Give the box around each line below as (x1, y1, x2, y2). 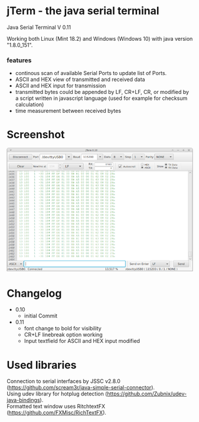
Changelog (6, 287, 62, 300)
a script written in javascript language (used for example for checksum (15, 95, 188, 102)
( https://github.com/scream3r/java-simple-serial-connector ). (6, 384, 155, 391)
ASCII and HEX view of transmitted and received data (15, 76, 145, 83)
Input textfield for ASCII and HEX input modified (24, 337, 141, 345)
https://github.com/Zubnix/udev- (106, 390, 187, 397)
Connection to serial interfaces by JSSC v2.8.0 (6, 378, 120, 385)
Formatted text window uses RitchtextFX (6, 403, 106, 410)
